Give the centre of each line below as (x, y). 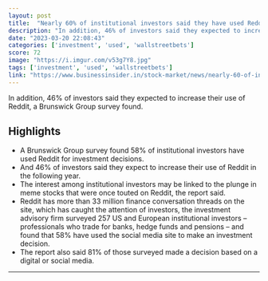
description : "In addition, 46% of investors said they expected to (124, 30)
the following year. (50, 176)
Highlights (35, 131)
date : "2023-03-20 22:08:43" (57, 38)
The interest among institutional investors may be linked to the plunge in (138, 184)
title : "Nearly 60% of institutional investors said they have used (126, 23)
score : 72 (25, 53)
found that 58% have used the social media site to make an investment (136, 235)
